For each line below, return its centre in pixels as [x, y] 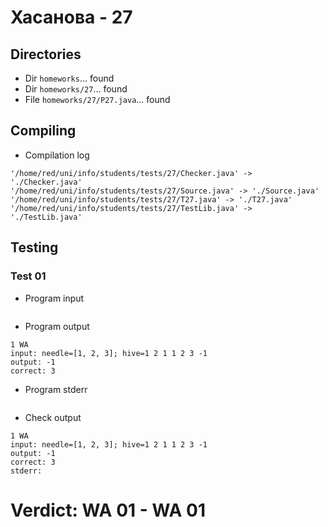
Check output [53, 417]
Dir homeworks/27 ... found [76, 89]
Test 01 [28, 276]
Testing [34, 247]
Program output [57, 326]
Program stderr [56, 389]
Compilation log [57, 155]
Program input [54, 298]
